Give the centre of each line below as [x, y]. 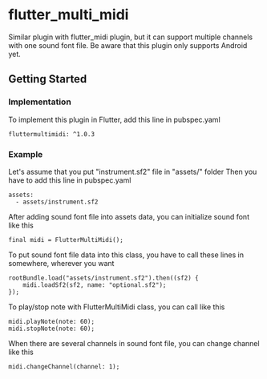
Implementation [40, 102]
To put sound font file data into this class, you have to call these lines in [126, 255]
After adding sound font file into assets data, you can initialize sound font [129, 216]
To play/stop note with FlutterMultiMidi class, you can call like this [117, 307]
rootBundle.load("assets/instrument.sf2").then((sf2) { [103, 278]
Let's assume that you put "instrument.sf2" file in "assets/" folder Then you [133, 171]
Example [26, 154]
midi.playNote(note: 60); [51, 321]
